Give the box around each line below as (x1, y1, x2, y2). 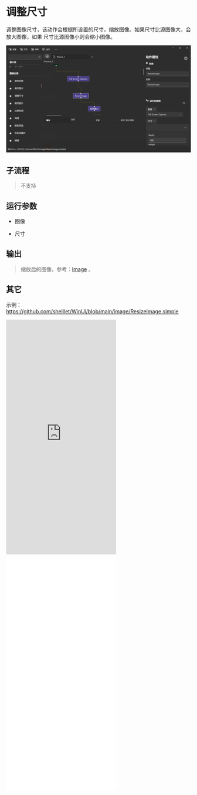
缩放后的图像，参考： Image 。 (20, 265, 94, 273)
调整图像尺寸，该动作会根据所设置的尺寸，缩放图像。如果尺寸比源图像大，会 (6, 26, 191, 33)
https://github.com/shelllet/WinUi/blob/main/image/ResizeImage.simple (6, 307, 179, 314)
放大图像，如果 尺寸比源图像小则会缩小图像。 (6, 33, 116, 40)
